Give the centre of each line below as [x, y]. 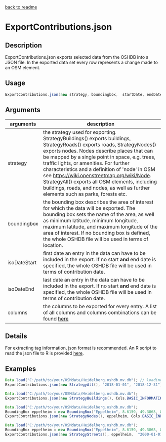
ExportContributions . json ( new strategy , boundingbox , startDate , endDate [84, 94]
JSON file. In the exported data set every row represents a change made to [82, 62]
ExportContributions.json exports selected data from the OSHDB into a [77, 57]
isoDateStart [22, 262]
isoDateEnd [21, 289]
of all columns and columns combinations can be [100, 312]
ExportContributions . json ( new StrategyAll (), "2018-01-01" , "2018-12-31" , [84, 385]
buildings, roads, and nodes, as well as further [97, 188]
